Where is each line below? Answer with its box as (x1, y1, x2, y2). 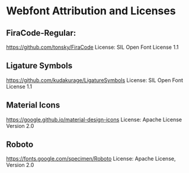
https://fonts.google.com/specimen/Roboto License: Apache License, (6, 155, 176, 162)
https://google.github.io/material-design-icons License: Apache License (6, 116, 182, 123)
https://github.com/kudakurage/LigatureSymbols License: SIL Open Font (6, 76, 184, 84)
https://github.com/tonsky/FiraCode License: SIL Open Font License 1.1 (6, 43, 179, 51)
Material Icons (6, 100, 60, 111)
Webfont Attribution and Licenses (6, 4, 176, 18)
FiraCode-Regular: (6, 28, 76, 38)
